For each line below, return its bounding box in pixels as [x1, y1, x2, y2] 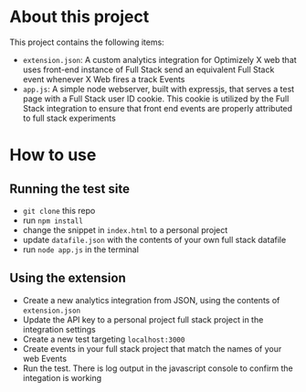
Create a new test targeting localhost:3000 [22, 334, 185, 344]
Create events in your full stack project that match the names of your [22, 343, 282, 354]
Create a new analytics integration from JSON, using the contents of [22, 294, 280, 305]
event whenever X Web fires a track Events [22, 73, 185, 84]
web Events [22, 353, 67, 364]
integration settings [22, 323, 96, 334]
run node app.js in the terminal [22, 244, 140, 255]
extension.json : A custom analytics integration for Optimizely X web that [22, 54, 297, 65]
